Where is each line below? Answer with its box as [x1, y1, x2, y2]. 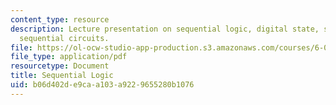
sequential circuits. [19, 33, 110, 43]
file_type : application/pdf [10, 52, 128, 62]
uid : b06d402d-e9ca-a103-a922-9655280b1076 [10, 80, 195, 90]
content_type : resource [10, 14, 110, 25]
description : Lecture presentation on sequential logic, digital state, [10, 24, 320, 34]
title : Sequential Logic [10, 71, 114, 81]
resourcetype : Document [10, 61, 110, 71]
